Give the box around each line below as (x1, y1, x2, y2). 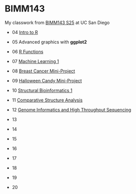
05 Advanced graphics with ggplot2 (12, 38, 87, 45)
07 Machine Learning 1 (12, 58, 59, 64)
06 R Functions (12, 48, 44, 54)
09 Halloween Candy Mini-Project (12, 77, 82, 83)
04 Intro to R (12, 29, 38, 35)
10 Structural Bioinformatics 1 (12, 87, 73, 93)
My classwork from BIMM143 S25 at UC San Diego (5, 19, 110, 25)
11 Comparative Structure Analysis (12, 97, 83, 103)
